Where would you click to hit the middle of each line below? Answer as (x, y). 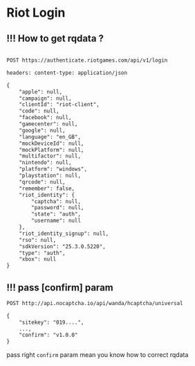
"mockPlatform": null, (52, 150)
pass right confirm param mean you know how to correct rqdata (98, 355)
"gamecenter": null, (48, 124)
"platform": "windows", (53, 169)
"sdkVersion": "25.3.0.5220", (63, 246)
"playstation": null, (50, 175)
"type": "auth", (43, 253)
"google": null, (43, 130)
